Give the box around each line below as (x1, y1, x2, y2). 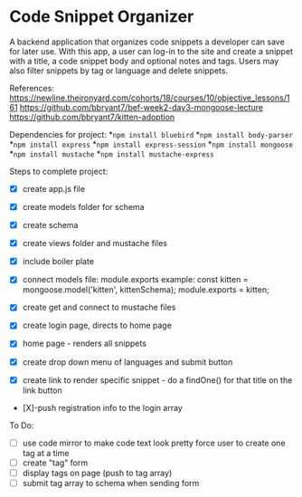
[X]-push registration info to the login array (22, 402, 183, 413)
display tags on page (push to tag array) (22, 467, 173, 478)
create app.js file (22, 183, 86, 194)
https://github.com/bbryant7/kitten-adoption (9, 111, 175, 122)
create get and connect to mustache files (22, 301, 176, 313)
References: (9, 82, 54, 93)
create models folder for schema (22, 202, 145, 212)
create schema (22, 220, 79, 231)
